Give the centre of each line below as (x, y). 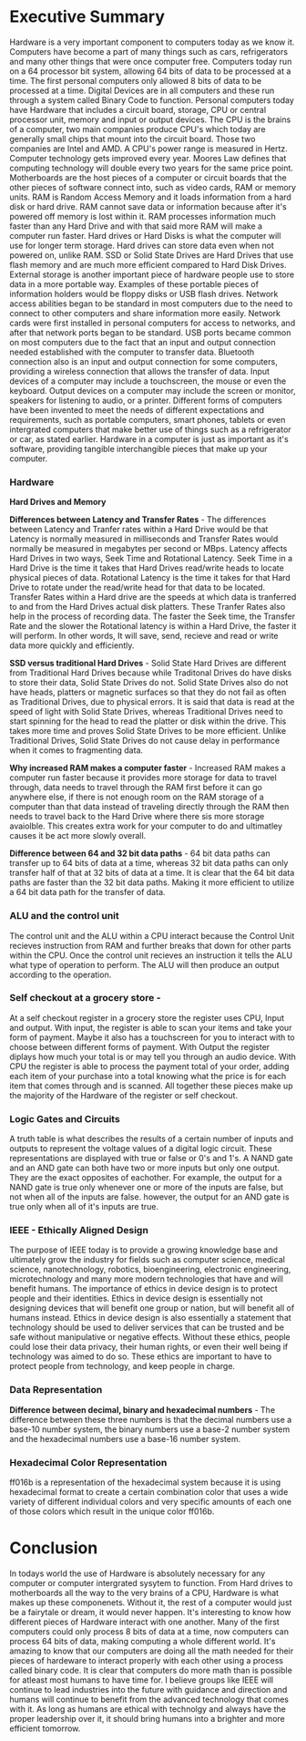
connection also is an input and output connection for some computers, (143, 361)
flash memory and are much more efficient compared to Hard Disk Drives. (148, 264)
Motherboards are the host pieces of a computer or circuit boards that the (148, 177)
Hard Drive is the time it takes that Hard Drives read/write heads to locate (147, 568)
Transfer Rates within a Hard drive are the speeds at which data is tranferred (153, 597)
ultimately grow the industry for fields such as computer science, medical (147, 1260)
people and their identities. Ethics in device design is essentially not (136, 1298)
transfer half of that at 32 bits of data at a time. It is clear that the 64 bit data (152, 873)
